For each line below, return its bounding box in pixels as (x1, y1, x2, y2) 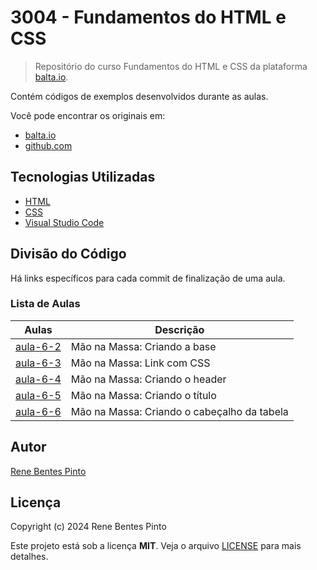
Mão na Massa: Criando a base (70, 339, 217, 353)
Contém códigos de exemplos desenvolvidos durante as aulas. (10, 90, 269, 102)
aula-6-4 (15, 372, 62, 386)
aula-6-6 (15, 404, 62, 418)
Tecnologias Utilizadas (10, 169, 156, 186)
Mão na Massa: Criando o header (70, 372, 227, 386)
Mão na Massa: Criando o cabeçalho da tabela (70, 404, 289, 418)
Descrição (154, 322, 205, 336)
